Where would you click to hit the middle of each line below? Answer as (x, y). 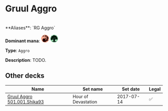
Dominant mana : (23, 41)
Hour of (80, 96)
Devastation (85, 102)
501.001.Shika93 (25, 102)
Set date (131, 89)
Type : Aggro (17, 50)
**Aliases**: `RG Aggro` (30, 27)
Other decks (25, 76)
